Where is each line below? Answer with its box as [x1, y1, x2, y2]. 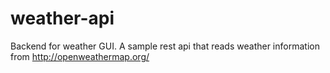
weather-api [10, 7, 115, 30]
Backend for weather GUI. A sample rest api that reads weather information [10, 40, 320, 52]
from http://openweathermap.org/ [10, 50, 150, 62]
